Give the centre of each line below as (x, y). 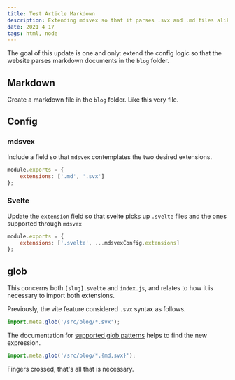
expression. (24, 342)
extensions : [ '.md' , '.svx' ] (62, 176)
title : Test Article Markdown (51, 14)
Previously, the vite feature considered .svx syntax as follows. (97, 309)
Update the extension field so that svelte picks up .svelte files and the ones (117, 216)
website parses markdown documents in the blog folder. (88, 61)
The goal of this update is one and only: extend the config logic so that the (115, 53)
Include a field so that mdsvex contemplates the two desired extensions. (109, 157)
